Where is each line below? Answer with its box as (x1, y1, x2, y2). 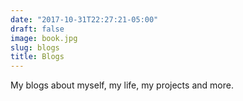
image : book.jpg (10, 33, 78, 43)
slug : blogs (10, 42, 60, 53)
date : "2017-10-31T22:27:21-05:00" (10, 14, 159, 25)
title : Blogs (10, 52, 65, 62)
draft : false (10, 24, 65, 34)
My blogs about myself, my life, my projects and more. (10, 79, 234, 91)
